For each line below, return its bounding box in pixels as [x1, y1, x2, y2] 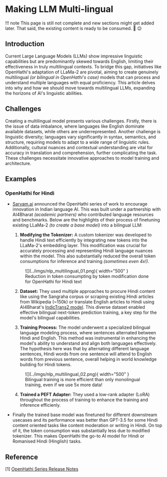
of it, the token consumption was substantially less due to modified [12, 428, 150, 434]
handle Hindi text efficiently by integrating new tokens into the [19, 237, 148, 243]
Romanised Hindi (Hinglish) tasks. [12, 438, 82, 445]
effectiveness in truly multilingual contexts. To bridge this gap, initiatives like [5, 63, 162, 69]
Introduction [5, 40, 45, 48]
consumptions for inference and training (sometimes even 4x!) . [19, 258, 150, 264]
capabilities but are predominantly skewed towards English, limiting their [5, 58, 154, 64]
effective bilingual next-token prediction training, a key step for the [19, 309, 157, 315]
